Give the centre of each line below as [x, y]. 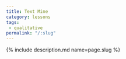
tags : [13, 22]
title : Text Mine [27, 11]
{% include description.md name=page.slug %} [63, 50]
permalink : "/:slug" [31, 33]
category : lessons [28, 17]
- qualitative [26, 28]
